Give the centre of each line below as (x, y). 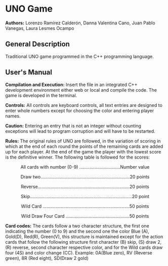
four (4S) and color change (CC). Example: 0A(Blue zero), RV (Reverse (79, 253)
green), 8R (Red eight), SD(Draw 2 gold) (47, 258)
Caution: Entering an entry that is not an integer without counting (73, 126)
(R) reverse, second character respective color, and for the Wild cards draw (84, 247)
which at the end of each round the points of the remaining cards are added (84, 146)
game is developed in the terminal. (41, 95)
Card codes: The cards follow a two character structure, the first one (77, 225)
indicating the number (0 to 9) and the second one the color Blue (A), (77, 231)
